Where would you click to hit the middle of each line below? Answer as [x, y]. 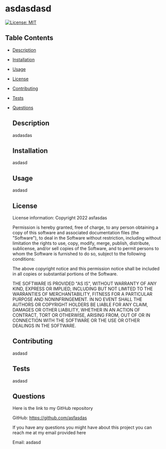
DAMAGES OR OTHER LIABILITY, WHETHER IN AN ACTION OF [76, 310]
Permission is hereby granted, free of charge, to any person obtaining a [85, 227]
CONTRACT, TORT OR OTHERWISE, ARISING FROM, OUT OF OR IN [81, 315]
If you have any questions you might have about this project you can [82, 428]
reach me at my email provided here [49, 433]
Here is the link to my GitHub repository [53, 408]
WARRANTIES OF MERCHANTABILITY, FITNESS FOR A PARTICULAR [82, 294]
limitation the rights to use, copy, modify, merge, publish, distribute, [81, 243]
